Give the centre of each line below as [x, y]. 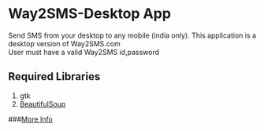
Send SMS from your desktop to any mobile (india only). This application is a [132, 35]
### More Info [30, 119]
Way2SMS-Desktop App [90, 14]
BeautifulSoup [43, 104]
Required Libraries [54, 76]
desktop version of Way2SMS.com [64, 43]
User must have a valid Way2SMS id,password [84, 52]
